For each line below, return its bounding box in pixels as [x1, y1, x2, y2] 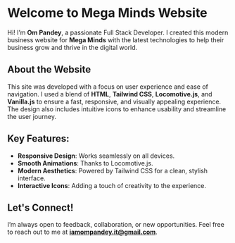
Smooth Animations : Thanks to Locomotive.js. [17, 158, 153, 167]
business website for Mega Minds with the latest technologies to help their [7, 35, 224, 44]
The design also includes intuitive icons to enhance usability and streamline [7, 104, 227, 113]
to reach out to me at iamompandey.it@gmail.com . [7, 228, 158, 237]
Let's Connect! [7, 201, 74, 213]
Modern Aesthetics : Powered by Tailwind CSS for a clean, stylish [17, 166, 208, 175]
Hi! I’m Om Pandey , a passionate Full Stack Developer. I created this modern [7, 28, 229, 37]
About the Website [7, 63, 91, 75]
